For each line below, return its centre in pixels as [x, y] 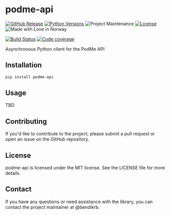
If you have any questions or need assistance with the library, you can [79, 202]
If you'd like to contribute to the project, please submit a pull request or [80, 134]
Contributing [26, 121]
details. [13, 173]
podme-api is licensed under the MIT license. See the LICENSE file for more [85, 168]
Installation [24, 65]
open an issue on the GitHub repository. [47, 139]
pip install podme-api [29, 77]
